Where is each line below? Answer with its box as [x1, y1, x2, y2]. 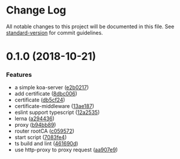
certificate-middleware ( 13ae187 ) [14, 103, 94, 110]
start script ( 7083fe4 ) [14, 134, 67, 141]
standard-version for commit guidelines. [6, 29, 103, 36]
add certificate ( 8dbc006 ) [14, 90, 77, 97]
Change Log [6, 4, 66, 17]
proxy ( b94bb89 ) [14, 121, 56, 128]
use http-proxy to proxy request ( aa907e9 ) [14, 146, 118, 153]
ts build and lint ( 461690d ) [14, 140, 79, 147]
